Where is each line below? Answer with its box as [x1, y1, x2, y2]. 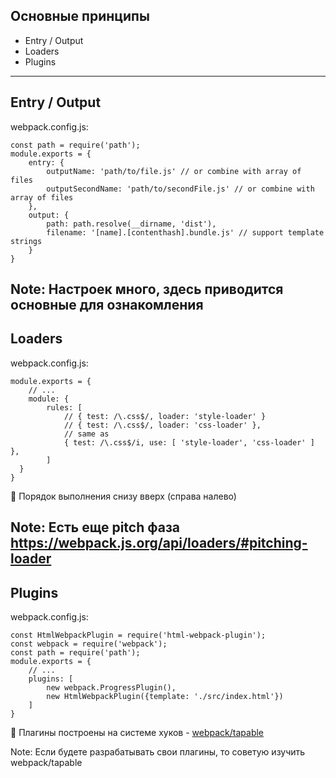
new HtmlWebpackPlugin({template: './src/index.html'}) [46, 692, 284, 702]
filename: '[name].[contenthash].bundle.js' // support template [46, 227, 325, 238]
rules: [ [46, 402, 83, 413]
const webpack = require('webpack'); [10, 639, 168, 649]
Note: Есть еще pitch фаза [10, 519, 181, 536]
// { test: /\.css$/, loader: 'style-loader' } [63, 411, 267, 421]
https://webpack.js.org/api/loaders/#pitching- [10, 535, 308, 552]
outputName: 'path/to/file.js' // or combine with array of [46, 166, 302, 176]
